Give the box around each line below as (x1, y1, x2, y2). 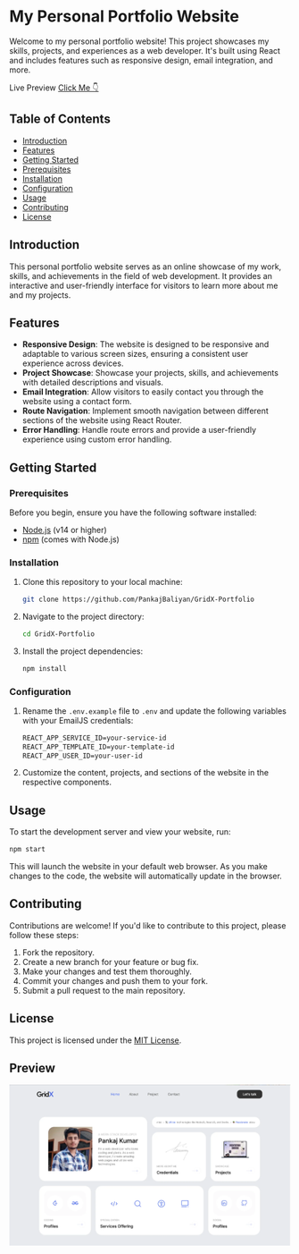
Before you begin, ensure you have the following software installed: (9, 507, 257, 518)
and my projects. (9, 289, 71, 301)
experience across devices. (21, 358, 124, 369)
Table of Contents (9, 112, 112, 127)
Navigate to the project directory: (21, 611, 145, 623)
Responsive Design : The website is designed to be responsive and (21, 339, 270, 350)
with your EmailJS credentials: (21, 716, 134, 726)
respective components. (21, 776, 112, 788)
